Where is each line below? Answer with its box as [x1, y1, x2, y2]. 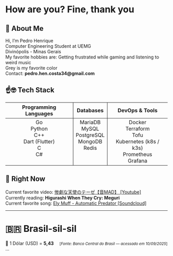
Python [30, 125, 48, 132]
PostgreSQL [75, 131, 105, 139]
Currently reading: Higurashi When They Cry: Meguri [5, 194, 120, 201]
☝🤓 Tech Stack [5, 86, 55, 94]
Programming [22, 104, 57, 111]
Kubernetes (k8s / [115, 137, 160, 145]
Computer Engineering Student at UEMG [5, 43, 92, 49]
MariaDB [79, 119, 101, 126]
